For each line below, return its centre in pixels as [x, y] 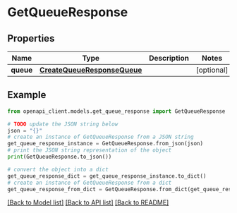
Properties [31, 38]
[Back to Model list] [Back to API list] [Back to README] [88, 202]
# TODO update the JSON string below [63, 124]
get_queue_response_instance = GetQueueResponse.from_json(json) [105, 144]
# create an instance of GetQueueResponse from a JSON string [101, 137]
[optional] [212, 70]
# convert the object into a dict [58, 169]
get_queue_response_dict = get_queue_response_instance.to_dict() [107, 176]
